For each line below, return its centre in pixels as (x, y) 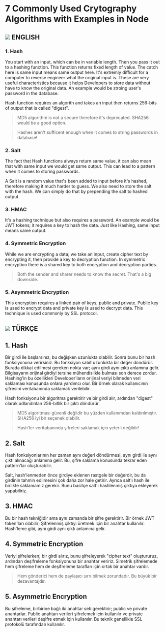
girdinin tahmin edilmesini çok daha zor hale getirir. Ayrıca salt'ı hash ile (77, 480)
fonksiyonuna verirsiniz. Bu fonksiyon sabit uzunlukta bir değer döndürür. (79, 363)
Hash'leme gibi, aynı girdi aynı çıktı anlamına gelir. (55, 528)
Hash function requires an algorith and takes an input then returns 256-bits (81, 103)
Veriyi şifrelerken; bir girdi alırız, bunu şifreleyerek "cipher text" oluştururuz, (82, 556)
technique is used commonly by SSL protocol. (52, 314)
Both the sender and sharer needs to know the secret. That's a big (84, 274)
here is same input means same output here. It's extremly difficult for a (77, 72)
